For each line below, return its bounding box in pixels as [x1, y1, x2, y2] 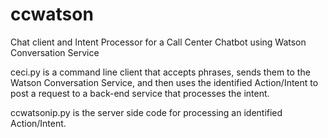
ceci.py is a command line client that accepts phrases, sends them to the [10, 66, 311, 78]
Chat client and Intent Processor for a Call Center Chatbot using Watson [10, 36, 307, 48]
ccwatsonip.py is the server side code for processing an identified [10, 106, 283, 118]
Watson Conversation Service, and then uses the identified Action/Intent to [10, 76, 319, 88]
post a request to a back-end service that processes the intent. [10, 87, 270, 99]
